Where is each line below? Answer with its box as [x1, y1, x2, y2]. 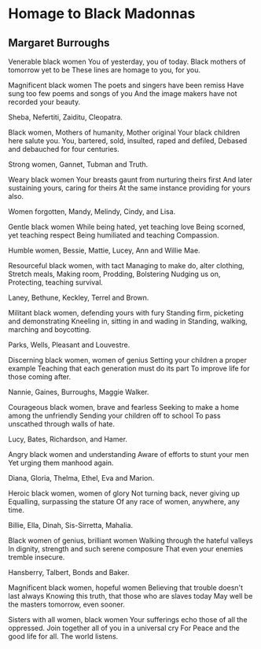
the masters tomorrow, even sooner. [8, 599, 126, 609]
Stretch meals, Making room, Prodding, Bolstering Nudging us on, [8, 269, 221, 278]
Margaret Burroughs [8, 36, 110, 50]
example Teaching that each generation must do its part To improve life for [8, 363, 250, 373]
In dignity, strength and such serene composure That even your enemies [8, 544, 244, 553]
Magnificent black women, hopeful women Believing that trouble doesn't [8, 583, 244, 592]
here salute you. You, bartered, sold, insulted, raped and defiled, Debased [8, 136, 248, 146]
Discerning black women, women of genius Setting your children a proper [8, 356, 248, 364]
